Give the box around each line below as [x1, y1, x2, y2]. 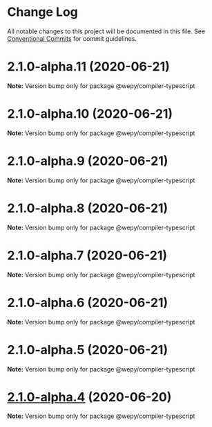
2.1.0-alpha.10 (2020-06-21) [7, 106, 173, 122]
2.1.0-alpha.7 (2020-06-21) [7, 247, 168, 263]
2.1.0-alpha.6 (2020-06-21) [7, 295, 168, 311]
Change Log [7, 4, 78, 20]
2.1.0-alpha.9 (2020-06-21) [7, 153, 168, 168]
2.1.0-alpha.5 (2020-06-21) [7, 342, 168, 358]
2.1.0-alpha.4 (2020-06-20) [7, 389, 172, 405]
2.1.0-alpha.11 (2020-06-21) [7, 59, 171, 75]
